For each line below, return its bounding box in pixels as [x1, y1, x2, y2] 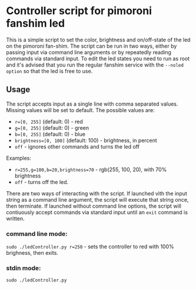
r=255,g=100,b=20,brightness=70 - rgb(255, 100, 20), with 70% [14, 166, 167, 173]
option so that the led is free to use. [6, 67, 93, 74]
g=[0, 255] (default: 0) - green [14, 124, 89, 131]
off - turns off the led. [14, 178, 69, 185]
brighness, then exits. [6, 249, 59, 257]
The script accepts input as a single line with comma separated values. [6, 100, 178, 107]
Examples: [6, 155, 31, 162]
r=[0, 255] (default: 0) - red [14, 118, 84, 125]
